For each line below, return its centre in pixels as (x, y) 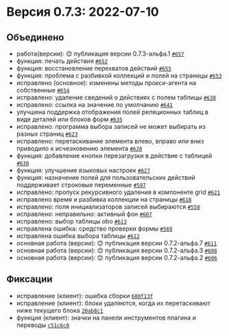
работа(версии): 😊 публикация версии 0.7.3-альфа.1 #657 (100, 53)
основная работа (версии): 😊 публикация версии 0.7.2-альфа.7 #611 (117, 243)
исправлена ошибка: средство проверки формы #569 (94, 228)
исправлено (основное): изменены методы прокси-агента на (106, 83)
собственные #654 (43, 90)
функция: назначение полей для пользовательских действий (106, 178)
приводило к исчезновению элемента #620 (79, 148)
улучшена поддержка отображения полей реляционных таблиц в (112, 112)
